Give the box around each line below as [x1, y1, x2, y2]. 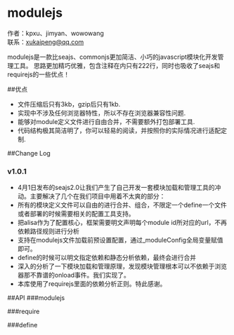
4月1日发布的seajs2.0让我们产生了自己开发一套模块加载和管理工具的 [17, 184, 215, 192]
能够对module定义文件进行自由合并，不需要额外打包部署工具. [17, 117, 195, 125]
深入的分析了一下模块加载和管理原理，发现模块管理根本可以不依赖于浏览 [17, 262, 227, 271]
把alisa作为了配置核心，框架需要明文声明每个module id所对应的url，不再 [17, 219, 227, 227]
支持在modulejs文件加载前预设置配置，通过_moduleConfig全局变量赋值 [17, 236, 223, 245]
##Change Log [7, 149, 51, 157]
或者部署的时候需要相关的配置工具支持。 [17, 210, 135, 218]
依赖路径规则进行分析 [17, 227, 79, 235]
